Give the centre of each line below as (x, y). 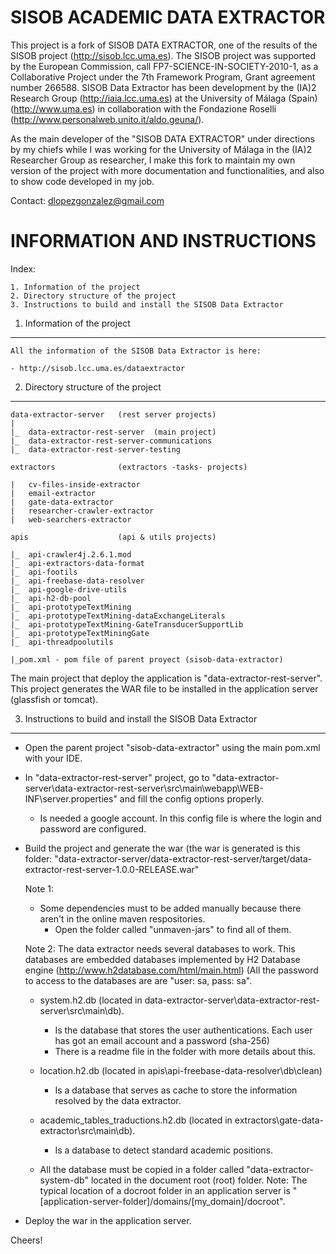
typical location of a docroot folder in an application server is (165, 1190)
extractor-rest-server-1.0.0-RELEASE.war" (112, 869)
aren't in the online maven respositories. (122, 918)
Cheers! (26, 1240)
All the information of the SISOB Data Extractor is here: (136, 351)
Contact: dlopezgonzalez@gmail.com (87, 200)
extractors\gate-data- (279, 1120)
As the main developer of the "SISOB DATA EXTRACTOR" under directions (163, 138)
